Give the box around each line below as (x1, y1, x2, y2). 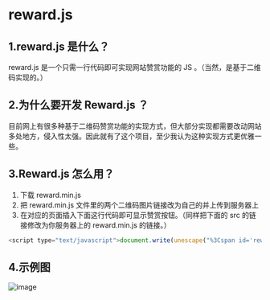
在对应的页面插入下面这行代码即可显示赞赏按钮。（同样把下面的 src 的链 (19, 210, 257, 220)
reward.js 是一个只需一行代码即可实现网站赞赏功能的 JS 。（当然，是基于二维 (8, 63, 261, 72)
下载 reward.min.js (19, 190, 82, 199)
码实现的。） (8, 72, 47, 82)
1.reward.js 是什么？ (8, 39, 110, 53)
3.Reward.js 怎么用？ (8, 167, 115, 181)
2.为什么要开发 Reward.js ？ (8, 98, 149, 112)
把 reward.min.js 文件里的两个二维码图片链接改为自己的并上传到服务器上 (19, 199, 260, 210)
